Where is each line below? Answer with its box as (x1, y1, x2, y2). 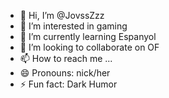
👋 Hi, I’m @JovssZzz (19, 10, 105, 21)
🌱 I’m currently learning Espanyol (19, 31, 157, 42)
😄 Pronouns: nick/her (19, 67, 111, 79)
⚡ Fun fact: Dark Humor (19, 78, 118, 90)
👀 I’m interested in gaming (19, 20, 128, 32)
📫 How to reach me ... (19, 53, 113, 64)
